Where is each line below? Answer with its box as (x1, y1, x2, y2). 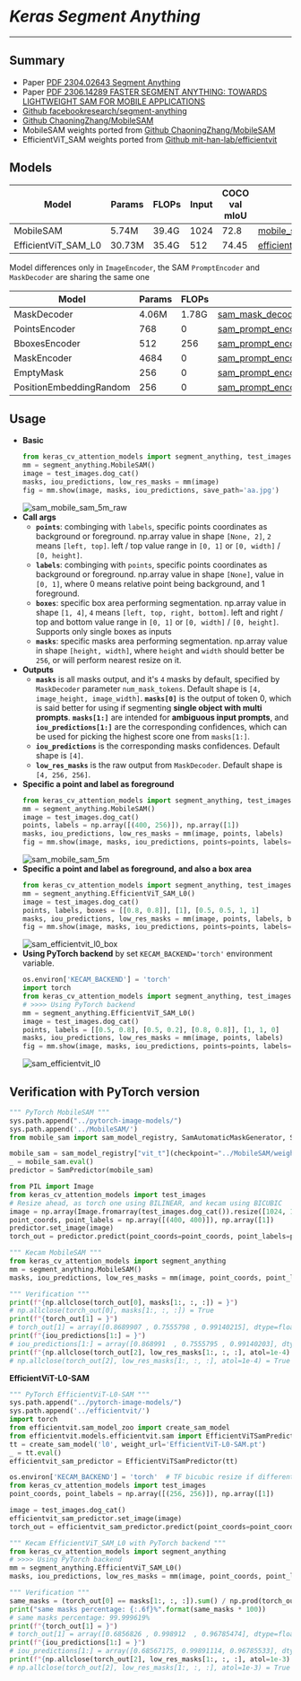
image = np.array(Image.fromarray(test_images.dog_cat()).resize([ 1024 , (9, 1207, 287, 1216)
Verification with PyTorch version (9, 1084, 200, 1099)
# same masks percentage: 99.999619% (9, 1613, 150, 1622)
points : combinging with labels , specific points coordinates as (35, 521, 268, 531)
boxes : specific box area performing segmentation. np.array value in (35, 597, 287, 608)
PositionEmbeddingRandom (13, 381, 131, 393)
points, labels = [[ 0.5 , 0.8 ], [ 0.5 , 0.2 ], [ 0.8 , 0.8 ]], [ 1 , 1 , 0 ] (21, 1025, 280, 1034)
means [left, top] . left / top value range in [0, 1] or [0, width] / (35, 540, 280, 551)
